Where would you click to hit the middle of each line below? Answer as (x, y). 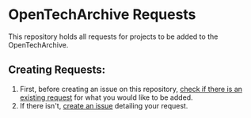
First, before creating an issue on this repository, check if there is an (131, 89)
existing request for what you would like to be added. (106, 97)
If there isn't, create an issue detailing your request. (104, 105)
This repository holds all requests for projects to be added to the (113, 36)
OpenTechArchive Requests (102, 15)
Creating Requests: (57, 70)
